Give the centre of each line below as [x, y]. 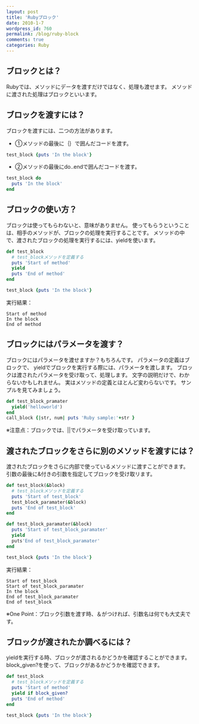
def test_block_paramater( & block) [49, 524]
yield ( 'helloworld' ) [37, 407]
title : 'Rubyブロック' [33, 17]
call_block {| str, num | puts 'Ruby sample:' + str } [71, 418]
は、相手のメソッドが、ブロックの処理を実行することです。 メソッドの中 [96, 232]
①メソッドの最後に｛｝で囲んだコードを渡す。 [73, 143]
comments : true [25, 40]
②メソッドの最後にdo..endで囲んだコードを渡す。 [77, 167]
